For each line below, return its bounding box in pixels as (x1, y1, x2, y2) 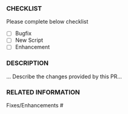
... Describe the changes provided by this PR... (6, 73, 123, 80)
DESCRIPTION (6, 59, 49, 67)
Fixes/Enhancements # (6, 102, 64, 109)
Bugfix (15, 30, 32, 37)
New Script (15, 36, 44, 44)
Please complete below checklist (6, 18, 89, 25)
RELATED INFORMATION (6, 88, 80, 96)
